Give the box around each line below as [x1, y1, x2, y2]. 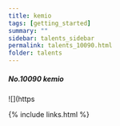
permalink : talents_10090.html [8, 42, 113, 50]
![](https [8, 94, 35, 104]
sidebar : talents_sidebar [8, 34, 94, 43]
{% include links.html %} [8, 109, 90, 119]
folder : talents [8, 49, 62, 57]
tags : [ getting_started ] [8, 19, 91, 27]
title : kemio [8, 11, 52, 20]
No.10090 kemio [8, 74, 64, 83]
